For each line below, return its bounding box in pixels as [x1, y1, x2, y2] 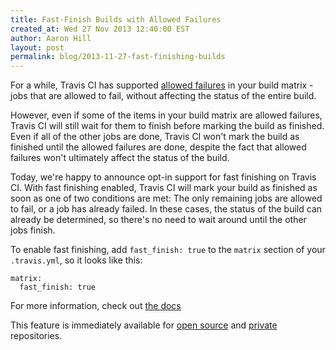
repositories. [10, 330, 63, 342]
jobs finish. [10, 224, 56, 236]
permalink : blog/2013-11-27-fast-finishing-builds [10, 52, 226, 62]
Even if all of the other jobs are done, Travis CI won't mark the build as [10, 131, 300, 143]
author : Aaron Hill [10, 33, 92, 43]
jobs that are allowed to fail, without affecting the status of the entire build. [10, 90, 317, 102]
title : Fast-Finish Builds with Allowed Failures [10, 14, 222, 25]
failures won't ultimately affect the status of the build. [10, 152, 230, 164]
